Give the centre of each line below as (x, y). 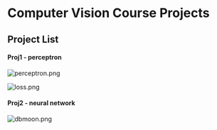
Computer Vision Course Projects (108, 13)
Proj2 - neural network (42, 103)
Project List (33, 39)
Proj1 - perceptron (35, 58)
